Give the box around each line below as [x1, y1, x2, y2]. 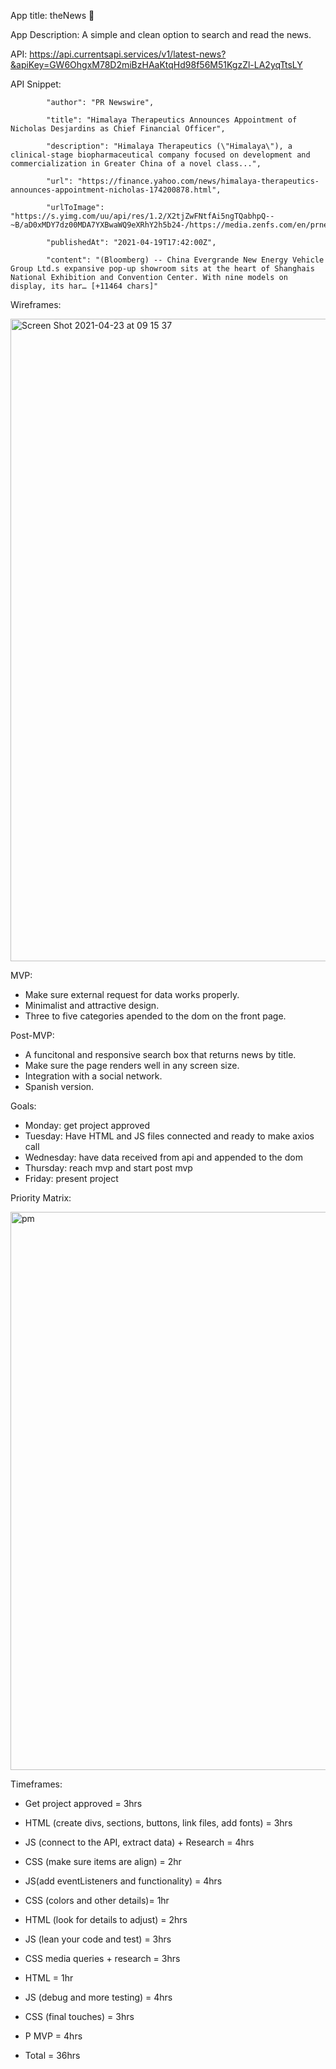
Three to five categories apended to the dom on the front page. [24, 1010, 287, 1022]
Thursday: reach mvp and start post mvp [24, 1162, 193, 1174]
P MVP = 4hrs [24, 2030, 83, 2042]
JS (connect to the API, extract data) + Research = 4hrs [24, 1836, 255, 1848]
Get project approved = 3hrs [24, 1798, 143, 1809]
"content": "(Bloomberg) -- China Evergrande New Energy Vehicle [46, 255, 325, 265]
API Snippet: [10, 78, 62, 90]
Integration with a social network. [24, 1070, 163, 1082]
